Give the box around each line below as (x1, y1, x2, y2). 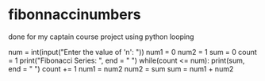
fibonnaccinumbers (8, 6, 141, 24)
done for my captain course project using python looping (8, 32, 194, 41)
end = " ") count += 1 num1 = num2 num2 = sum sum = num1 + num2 (8, 64, 234, 73)
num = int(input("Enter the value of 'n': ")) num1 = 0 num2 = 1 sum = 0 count (8, 47, 258, 56)
